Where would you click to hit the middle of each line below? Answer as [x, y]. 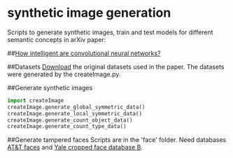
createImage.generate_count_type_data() [67, 127]
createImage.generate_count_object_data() [70, 120]
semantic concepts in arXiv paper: [57, 39]
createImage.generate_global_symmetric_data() [76, 107]
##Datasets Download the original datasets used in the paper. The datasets [116, 66]
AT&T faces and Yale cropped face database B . [75, 148]
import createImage [36, 100]
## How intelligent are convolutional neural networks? [84, 53]
